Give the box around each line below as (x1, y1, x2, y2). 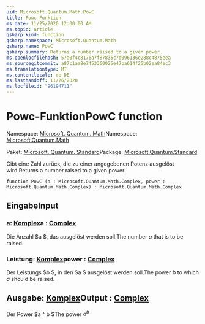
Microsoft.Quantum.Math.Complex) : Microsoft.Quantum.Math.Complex (6, 183, 182, 190)
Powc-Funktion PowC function (6, 110, 163, 123)
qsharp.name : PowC (6, 44, 53, 50)
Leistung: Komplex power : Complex (6, 255, 115, 263)
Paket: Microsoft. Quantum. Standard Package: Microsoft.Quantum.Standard (6, 148, 198, 155)
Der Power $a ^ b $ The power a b (6, 309, 90, 318)
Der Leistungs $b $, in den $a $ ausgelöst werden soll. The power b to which (6, 268, 199, 276)
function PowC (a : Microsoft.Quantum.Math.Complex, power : (6, 179, 166, 185)
